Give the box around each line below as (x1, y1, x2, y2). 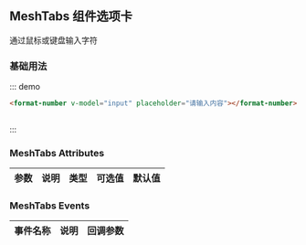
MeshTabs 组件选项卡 (9, 8, 133, 25)
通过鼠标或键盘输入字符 (9, 35, 98, 46)
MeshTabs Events (9, 199, 90, 212)
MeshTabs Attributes (9, 146, 105, 159)
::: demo (9, 81, 41, 92)
